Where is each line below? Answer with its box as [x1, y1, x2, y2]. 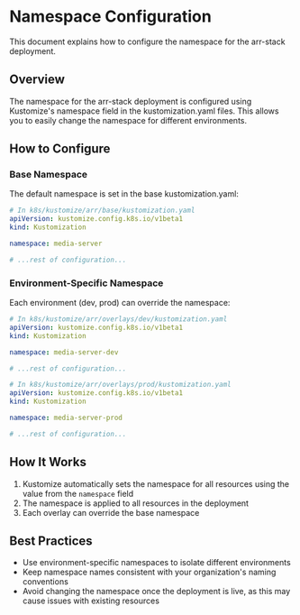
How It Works [9, 454, 87, 470]
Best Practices [9, 534, 93, 549]
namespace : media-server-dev [9, 347, 119, 357]
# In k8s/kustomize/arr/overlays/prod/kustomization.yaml [9, 381, 232, 390]
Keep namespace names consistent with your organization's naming [22, 566, 277, 578]
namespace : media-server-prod [9, 413, 123, 423]
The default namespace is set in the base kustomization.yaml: [9, 188, 239, 199]
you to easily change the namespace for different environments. [9, 115, 248, 125]
